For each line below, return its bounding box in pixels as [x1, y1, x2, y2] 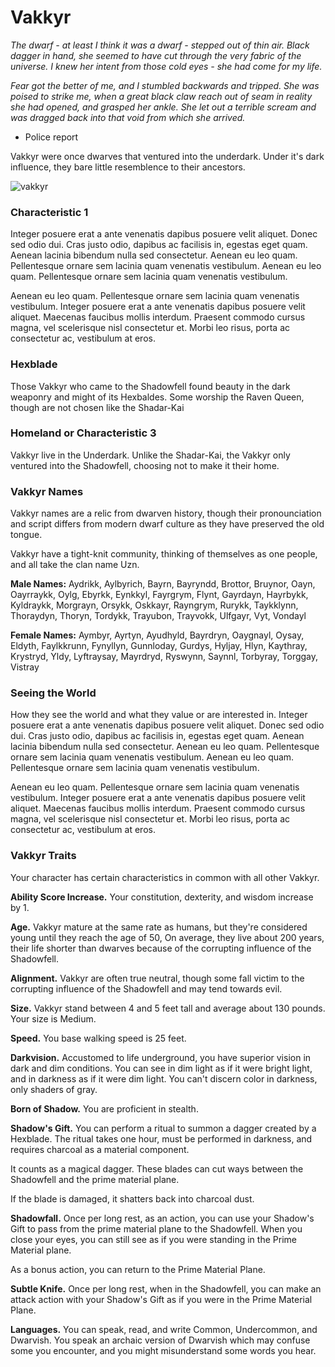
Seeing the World [10, 686, 97, 700]
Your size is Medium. [10, 1012, 97, 1025]
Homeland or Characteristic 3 [10, 426, 157, 440]
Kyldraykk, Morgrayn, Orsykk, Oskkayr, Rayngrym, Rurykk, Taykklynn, [10, 599, 299, 611]
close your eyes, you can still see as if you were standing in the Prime [10, 1233, 297, 1245]
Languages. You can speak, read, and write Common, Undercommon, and [10, 1323, 318, 1335]
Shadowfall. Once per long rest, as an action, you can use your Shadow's [10, 1212, 315, 1224]
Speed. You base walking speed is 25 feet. [10, 1032, 187, 1044]
